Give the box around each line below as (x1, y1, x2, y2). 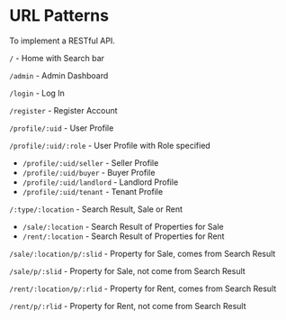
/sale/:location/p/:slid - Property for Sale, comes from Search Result (9, 248, 276, 259)
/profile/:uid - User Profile (9, 123, 114, 133)
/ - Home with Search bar (9, 52, 105, 63)
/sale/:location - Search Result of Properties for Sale (22, 221, 224, 232)
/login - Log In (9, 87, 66, 98)
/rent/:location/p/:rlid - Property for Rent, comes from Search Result (9, 283, 277, 294)
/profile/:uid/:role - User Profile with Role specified (9, 140, 211, 151)
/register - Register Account (9, 105, 119, 115)
